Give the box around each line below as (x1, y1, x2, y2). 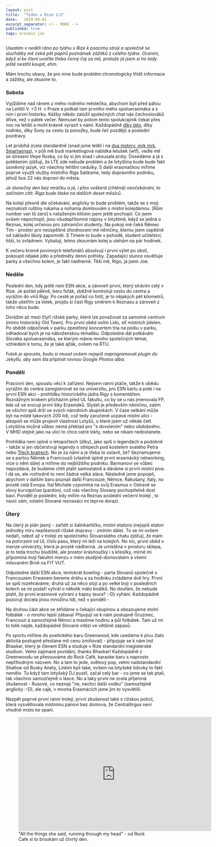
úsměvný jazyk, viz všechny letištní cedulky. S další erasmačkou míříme (6, 164, 156, 170)
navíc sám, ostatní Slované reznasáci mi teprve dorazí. (6, 498, 119, 504)
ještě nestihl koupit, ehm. (6, 61, 58, 67)
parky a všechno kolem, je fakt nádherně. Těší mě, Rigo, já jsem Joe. (6, 258, 149, 264)
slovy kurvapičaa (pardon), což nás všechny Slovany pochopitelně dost (6, 487, 156, 493)
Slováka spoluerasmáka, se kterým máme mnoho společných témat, (6, 335, 148, 341)
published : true (6, 26, 40, 31)
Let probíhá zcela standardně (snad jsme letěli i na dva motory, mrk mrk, (6, 143, 156, 149)
